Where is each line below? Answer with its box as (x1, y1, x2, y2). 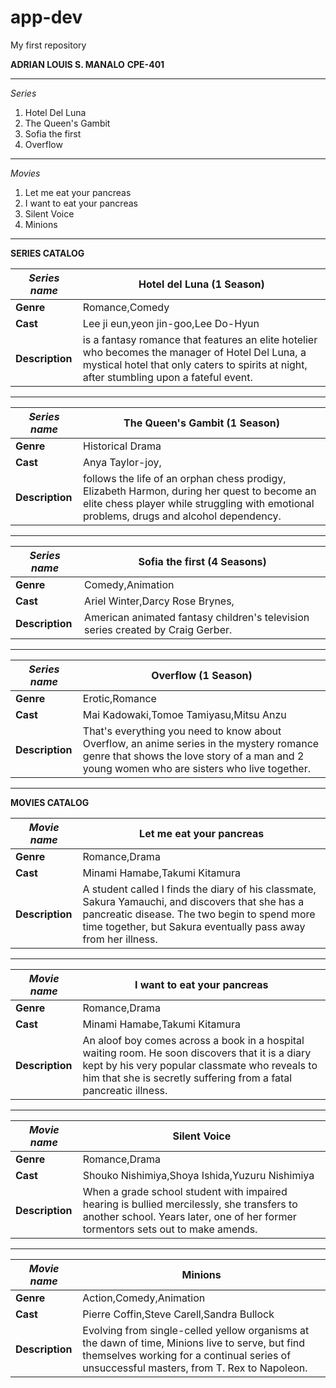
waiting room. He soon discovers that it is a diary (82, 1046, 312, 1060)
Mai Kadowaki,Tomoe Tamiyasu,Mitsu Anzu (82, 707, 287, 721)
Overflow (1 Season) (151, 668, 253, 682)
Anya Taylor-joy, (82, 455, 162, 469)
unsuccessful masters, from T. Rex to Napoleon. (82, 1361, 308, 1375)
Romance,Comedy (82, 300, 170, 314)
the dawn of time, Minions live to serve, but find (82, 1336, 306, 1350)
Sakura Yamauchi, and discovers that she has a (82, 894, 305, 908)
